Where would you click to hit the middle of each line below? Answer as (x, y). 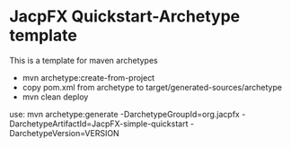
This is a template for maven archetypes (84, 60)
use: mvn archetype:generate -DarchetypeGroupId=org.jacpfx (124, 114)
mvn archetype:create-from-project (88, 77)
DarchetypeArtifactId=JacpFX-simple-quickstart (99, 124)
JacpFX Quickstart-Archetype (125, 17)
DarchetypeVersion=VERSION (64, 133)
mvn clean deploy (55, 97)
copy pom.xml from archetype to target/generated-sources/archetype (152, 87)
